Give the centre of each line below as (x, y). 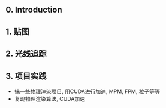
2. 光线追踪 (26, 54)
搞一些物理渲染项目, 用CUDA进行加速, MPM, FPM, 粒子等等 (87, 91)
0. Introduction (34, 10)
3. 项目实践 (26, 76)
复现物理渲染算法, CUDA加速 (49, 98)
